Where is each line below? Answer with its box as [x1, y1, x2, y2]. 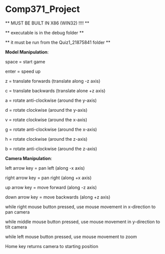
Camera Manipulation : [5, 155, 52, 161]
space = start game [5, 58, 46, 64]
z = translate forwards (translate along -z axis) [5, 78, 101, 84]
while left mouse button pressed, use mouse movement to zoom [5, 234, 137, 240]
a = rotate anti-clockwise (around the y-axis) [5, 97, 97, 103]
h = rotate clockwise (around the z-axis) [5, 136, 88, 142]
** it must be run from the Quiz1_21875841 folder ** [5, 39, 111, 45]
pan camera [5, 209, 30, 215]
